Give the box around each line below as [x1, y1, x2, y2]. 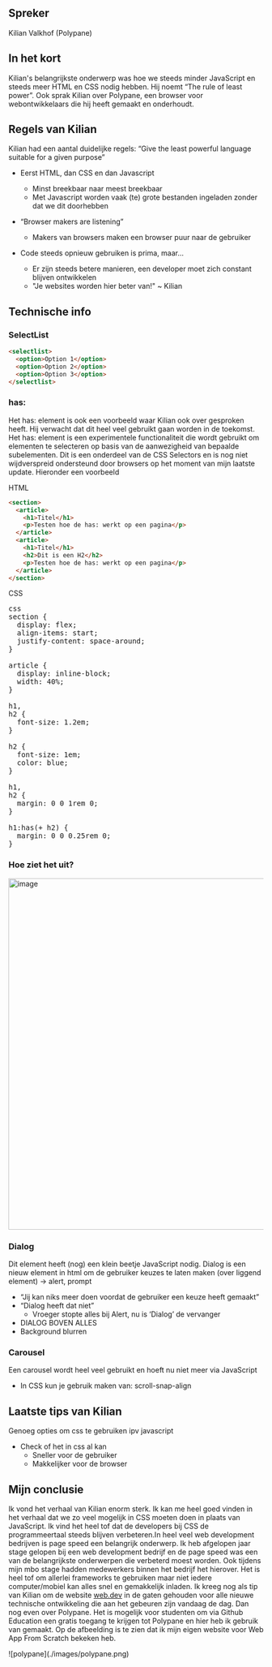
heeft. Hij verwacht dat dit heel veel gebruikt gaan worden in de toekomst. [8, 423, 255, 433]
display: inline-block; [16, 669, 112, 678]
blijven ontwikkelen [32, 273, 97, 282]
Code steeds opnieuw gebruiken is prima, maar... [19, 248, 185, 258]
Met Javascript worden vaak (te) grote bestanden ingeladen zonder [32, 192, 258, 202]
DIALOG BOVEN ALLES [19, 1318, 97, 1328]
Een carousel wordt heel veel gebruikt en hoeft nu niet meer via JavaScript [8, 1365, 257, 1375]
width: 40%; [16, 677, 65, 686]
